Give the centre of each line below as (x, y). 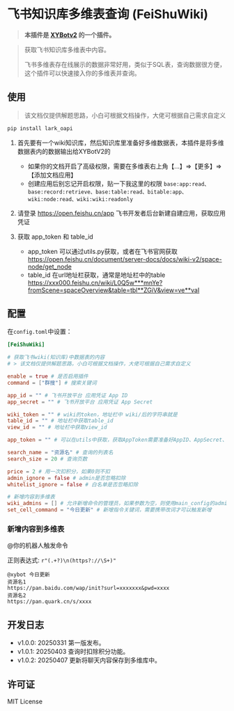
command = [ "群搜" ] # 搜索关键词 (52, 383)
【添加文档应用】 (52, 175)
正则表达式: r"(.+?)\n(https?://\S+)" (62, 560)
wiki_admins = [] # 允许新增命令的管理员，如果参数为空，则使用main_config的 (111, 504)
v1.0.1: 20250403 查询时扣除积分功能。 (73, 652)
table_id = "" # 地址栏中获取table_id (60, 421)
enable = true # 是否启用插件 (48, 376)
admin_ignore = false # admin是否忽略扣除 (67, 478)
